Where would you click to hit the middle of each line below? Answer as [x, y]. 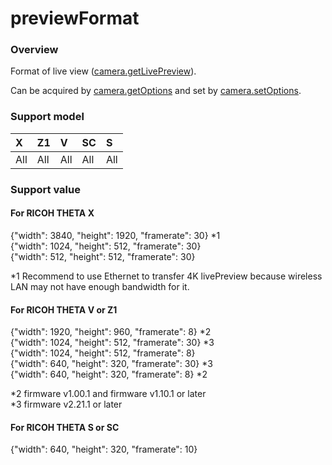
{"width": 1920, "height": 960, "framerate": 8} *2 [111, 332]
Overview [34, 50]
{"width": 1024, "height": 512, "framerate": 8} [103, 353]
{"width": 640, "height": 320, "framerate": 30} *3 [111, 364]
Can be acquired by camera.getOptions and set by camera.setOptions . [156, 91]
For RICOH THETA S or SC [65, 427]
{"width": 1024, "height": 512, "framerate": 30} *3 [112, 343]
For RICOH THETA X [52, 213]
